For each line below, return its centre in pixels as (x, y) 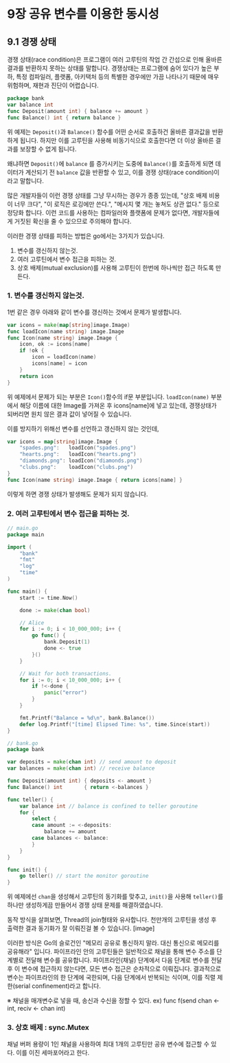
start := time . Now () (49, 598)
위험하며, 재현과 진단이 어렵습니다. (53, 85)
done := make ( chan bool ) (55, 610)
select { (44, 819)
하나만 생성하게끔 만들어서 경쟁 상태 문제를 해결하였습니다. (85, 905)
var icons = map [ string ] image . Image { (62, 441)
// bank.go (23, 743)
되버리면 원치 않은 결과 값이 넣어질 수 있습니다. (69, 414)
